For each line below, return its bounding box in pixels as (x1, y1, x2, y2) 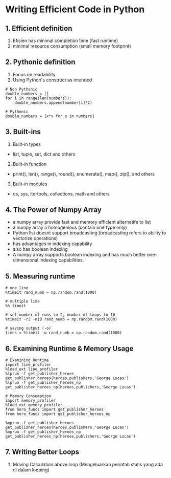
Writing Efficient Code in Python (5, 4, 145, 15)
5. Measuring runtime (5, 272, 76, 280)
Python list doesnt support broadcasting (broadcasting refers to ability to (12, 230, 166, 236)
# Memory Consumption (5, 394, 52, 399)
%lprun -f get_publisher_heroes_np (5, 380, 81, 385)
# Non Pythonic (5, 86, 38, 92)
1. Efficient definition (5, 24, 72, 33)
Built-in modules (12, 181, 47, 187)
